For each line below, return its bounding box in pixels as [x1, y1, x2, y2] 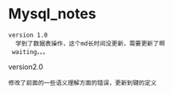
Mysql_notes [8, 5, 96, 23]
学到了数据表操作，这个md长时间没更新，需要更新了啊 [15, 39, 166, 48]
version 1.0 [8, 31, 48, 39]
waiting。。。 [11, 48, 49, 56]
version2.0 [8, 61, 44, 72]
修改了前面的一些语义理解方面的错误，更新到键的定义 [8, 79, 157, 87]
